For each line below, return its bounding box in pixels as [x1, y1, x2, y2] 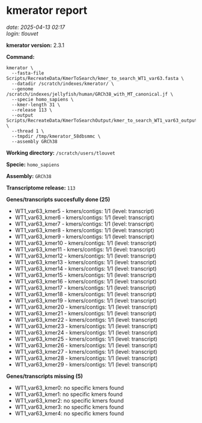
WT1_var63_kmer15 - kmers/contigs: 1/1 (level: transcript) [14, 271, 157, 279]
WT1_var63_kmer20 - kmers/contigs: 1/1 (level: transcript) [14, 303, 158, 310]
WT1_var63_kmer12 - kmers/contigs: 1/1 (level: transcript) [14, 252, 157, 259]
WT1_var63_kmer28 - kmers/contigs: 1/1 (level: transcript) [14, 354, 158, 362]
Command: [6, 53, 35, 60]
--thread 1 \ [11, 128, 44, 134]
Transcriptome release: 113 [6, 184, 76, 191]
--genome [11, 85, 34, 92]
